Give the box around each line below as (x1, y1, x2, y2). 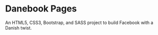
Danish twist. (5, 24, 32, 30)
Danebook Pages (5, 3, 77, 14)
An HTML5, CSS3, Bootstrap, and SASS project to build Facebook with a (5, 19, 154, 25)
